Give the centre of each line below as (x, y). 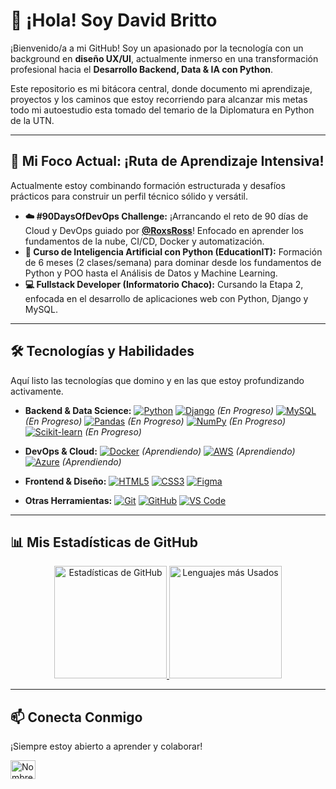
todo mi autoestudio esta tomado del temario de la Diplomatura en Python (162, 110)
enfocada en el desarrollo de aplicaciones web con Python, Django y (166, 298)
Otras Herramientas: (68, 500)
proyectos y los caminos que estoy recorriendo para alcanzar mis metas (159, 99)
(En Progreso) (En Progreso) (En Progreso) (155, 421)
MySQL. (41, 309)
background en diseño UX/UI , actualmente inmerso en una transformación (164, 58)
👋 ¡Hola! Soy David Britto (114, 20)
